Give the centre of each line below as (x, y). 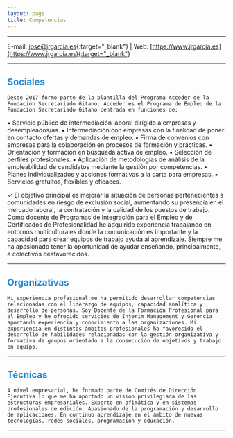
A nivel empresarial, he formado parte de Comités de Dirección (102, 390)
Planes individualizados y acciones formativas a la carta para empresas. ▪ (113, 175)
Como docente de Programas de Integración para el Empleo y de (100, 217)
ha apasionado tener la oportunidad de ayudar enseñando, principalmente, (114, 247)
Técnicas (27, 375)
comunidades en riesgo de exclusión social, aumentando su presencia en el (115, 202)
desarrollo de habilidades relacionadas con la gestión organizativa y (113, 335)
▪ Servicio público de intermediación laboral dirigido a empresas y (102, 123)
